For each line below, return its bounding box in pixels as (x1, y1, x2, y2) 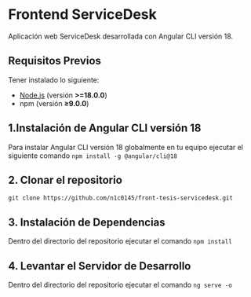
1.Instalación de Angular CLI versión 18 (8, 122, 202, 135)
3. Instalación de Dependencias (8, 215, 166, 229)
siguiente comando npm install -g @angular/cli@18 (8, 151, 178, 160)
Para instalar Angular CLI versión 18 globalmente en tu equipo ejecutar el (8, 142, 244, 152)
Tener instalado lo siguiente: (8, 75, 100, 84)
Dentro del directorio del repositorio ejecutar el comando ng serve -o (8, 280, 233, 289)
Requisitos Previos (8, 54, 102, 68)
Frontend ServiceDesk (8, 5, 157, 24)
